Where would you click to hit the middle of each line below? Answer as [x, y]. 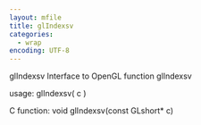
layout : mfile [36, 17]
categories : [31, 34]
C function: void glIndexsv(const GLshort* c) [92, 111]
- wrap [29, 42]
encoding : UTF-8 [39, 51]
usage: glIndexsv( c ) [48, 94]
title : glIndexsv [42, 26]
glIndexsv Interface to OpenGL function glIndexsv [100, 76]
